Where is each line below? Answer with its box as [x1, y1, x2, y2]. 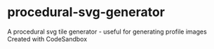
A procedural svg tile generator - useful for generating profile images [7, 27, 207, 36]
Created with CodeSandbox [7, 34, 88, 43]
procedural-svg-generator [7, 4, 165, 20]
